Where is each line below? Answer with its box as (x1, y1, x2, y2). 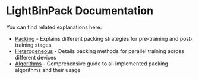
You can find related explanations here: (6, 24, 102, 31)
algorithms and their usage (14, 66, 81, 73)
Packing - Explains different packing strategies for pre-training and (14, 35, 179, 42)
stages (34, 41, 52, 48)
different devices (14, 54, 56, 61)
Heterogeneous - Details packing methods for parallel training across (14, 47, 184, 54)
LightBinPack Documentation (6, 4, 153, 18)
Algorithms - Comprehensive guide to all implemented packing (14, 60, 168, 67)
